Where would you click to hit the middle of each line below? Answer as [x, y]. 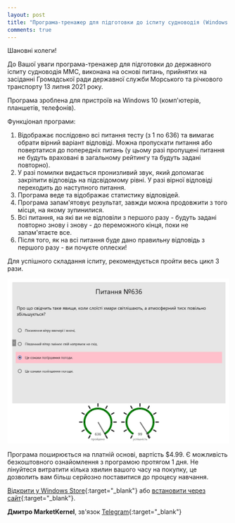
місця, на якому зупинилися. [61, 210]
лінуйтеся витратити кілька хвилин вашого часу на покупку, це [102, 469]
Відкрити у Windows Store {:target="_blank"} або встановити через [107, 491]
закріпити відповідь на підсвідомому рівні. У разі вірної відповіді [115, 180]
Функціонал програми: [42, 122]
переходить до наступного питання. [72, 187]
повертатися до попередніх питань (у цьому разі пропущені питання [121, 150]
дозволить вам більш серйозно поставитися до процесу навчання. [108, 476]
